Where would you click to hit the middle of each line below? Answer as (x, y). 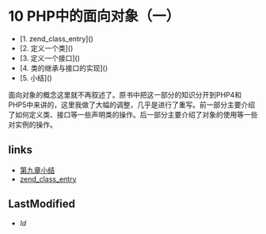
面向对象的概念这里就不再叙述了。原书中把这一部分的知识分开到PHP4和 (125, 94)
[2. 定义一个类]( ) (46, 48)
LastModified (42, 204)
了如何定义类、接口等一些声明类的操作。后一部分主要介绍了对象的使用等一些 (133, 114)
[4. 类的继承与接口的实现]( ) (64, 67)
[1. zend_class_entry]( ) (56, 38)
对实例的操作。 (32, 125)
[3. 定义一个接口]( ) (50, 58)
